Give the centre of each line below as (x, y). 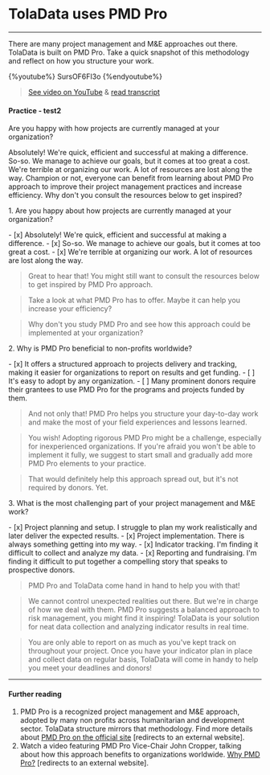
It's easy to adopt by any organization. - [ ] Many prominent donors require (132, 381)
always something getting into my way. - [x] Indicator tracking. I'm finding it (133, 544)
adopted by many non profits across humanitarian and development (132, 720)
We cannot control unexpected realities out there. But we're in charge (143, 601)
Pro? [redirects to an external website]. (84, 763)
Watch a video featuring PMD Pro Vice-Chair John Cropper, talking (131, 746)
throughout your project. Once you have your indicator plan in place (140, 651)
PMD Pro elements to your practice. (87, 464)
